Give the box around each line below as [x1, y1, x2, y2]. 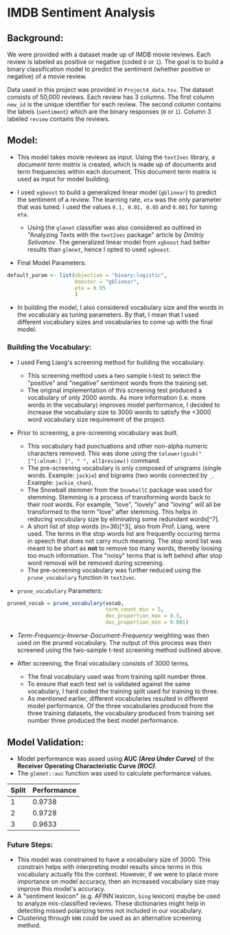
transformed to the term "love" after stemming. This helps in [27, 507, 198, 516]
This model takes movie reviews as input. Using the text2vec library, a [16, 153, 216, 161]
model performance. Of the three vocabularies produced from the [27, 702, 214, 710]
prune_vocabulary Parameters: [16, 586, 103, 595]
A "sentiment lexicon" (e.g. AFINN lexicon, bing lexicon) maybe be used [16, 892, 220, 901]
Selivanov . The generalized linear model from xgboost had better [27, 238, 211, 246]
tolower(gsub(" [158, 450, 203, 458]
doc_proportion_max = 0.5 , [105, 613, 183, 620]
